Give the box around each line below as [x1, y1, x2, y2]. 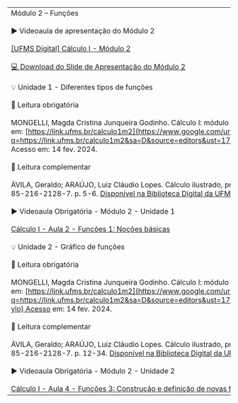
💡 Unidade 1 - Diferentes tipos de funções [11, 82, 154, 92]
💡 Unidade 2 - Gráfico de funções [11, 242, 125, 251]
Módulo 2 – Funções [11, 9, 79, 18]
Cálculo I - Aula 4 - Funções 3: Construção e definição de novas [11, 384, 227, 393]
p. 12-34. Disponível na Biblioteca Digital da [74, 348, 222, 358]
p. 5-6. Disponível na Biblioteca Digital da [74, 189, 213, 198]
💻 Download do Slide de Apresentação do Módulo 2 [11, 62, 186, 72]
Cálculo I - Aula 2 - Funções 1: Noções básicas [11, 224, 171, 233]
